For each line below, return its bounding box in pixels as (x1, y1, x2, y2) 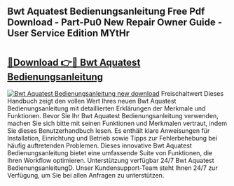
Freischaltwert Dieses (160, 90, 224, 97)
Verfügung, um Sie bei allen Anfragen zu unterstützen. (7, 171, 165, 179)
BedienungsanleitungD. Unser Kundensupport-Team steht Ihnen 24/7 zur (7, 164, 219, 172)
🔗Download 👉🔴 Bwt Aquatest (7, 56, 141, 69)
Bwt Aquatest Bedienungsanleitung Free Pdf (7, 6, 205, 17)
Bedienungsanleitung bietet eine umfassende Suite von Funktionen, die (7, 149, 212, 157)
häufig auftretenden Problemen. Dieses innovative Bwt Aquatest (7, 141, 193, 150)
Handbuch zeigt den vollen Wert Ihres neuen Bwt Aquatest (7, 97, 177, 105)
